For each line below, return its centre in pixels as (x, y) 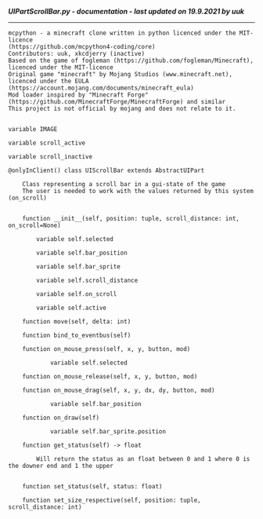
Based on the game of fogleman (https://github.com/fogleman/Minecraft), (131, 60)
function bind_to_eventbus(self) (77, 335)
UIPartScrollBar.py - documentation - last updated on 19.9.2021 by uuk (126, 11)
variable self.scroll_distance (87, 280)
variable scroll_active (47, 143)
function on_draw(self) (61, 418)
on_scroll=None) (34, 225)
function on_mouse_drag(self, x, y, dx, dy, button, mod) (119, 390)
